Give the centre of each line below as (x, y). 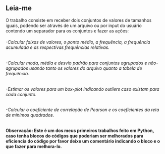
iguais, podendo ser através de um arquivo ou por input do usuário (74, 25)
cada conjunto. (21, 94)
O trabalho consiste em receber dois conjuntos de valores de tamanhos (79, 20)
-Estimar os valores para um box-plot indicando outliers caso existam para (82, 89)
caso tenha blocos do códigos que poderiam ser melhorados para (75, 136)
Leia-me (19, 8)
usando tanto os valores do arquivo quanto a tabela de (86, 68)
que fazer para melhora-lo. (34, 146)
